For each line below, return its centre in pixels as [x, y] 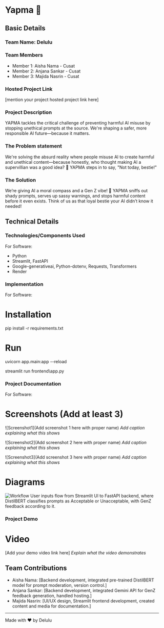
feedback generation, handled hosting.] [52, 596]
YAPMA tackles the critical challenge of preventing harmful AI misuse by [78, 123]
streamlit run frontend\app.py [35, 371]
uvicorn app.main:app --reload [36, 361]
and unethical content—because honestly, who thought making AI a [73, 162]
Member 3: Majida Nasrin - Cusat [46, 76]
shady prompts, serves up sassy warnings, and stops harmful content [75, 196]
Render [20, 271]
